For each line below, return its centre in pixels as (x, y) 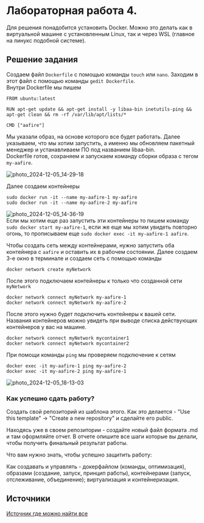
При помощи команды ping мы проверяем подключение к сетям (91, 355)
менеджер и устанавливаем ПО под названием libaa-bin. (81, 150)
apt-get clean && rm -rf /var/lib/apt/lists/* (66, 114)
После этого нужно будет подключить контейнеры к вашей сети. (91, 314)
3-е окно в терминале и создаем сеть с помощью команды (84, 258)
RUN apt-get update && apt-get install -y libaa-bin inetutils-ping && (99, 109)
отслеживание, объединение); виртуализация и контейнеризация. (93, 480)
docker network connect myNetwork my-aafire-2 (66, 303)
